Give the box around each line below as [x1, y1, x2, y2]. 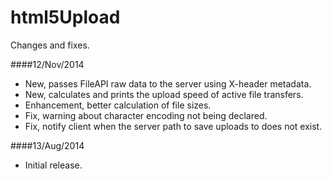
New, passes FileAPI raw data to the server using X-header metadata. [24, 77, 312, 90]
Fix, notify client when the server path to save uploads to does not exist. [24, 120, 323, 132]
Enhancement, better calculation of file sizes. [24, 99, 212, 111]
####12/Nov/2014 [10, 58, 85, 70]
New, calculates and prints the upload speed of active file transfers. [24, 88, 304, 100]
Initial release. [24, 159, 83, 171]
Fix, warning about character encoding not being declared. [24, 109, 268, 121]
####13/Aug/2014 [10, 139, 85, 151]
